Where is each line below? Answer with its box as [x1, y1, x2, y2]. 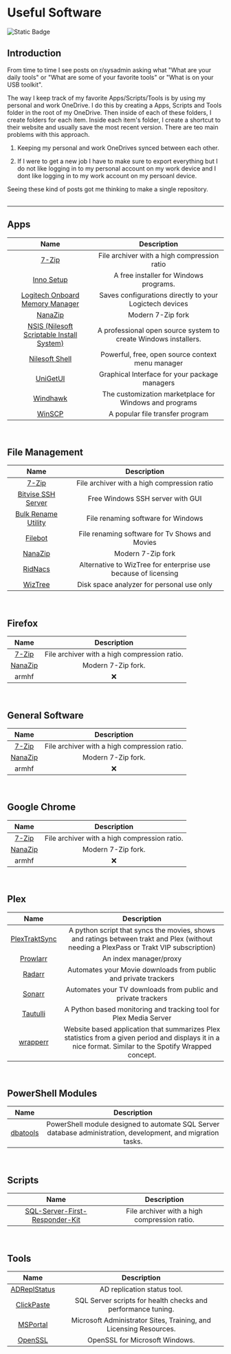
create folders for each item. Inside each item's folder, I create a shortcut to [7, 116, 221, 124]
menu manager [133, 358, 184, 367]
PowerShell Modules [7, 1088, 98, 1099]
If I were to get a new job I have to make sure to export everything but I [16, 157, 218, 165]
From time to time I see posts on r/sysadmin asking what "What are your [7, 65, 212, 74]
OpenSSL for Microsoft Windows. [87, 1335, 195, 1345]
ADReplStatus [10, 1285, 56, 1294]
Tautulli [21, 1009, 46, 1018]
